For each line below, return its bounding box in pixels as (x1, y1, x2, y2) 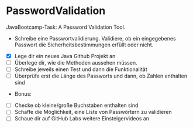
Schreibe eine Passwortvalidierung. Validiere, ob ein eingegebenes (14, 35, 177, 42)
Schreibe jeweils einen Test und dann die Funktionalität (14, 66, 147, 73)
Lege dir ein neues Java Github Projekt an (14, 52, 116, 59)
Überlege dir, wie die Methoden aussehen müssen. (14, 59, 137, 66)
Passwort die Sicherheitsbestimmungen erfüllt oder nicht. (14, 41, 154, 48)
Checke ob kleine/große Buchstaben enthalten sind (14, 102, 139, 109)
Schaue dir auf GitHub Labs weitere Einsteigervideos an (14, 115, 150, 122)
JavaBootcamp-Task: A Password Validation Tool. (6, 23, 126, 31)
